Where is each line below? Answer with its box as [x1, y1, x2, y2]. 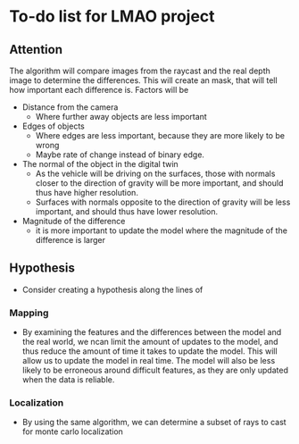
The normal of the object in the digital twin [21, 159, 179, 169]
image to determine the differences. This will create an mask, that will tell [9, 75, 278, 86]
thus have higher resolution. [35, 188, 138, 197]
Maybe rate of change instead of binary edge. [35, 149, 205, 160]
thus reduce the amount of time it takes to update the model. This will [21, 346, 278, 356]
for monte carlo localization [21, 426, 123, 437]
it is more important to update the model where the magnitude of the [35, 225, 288, 236]
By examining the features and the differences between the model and [21, 327, 282, 338]
